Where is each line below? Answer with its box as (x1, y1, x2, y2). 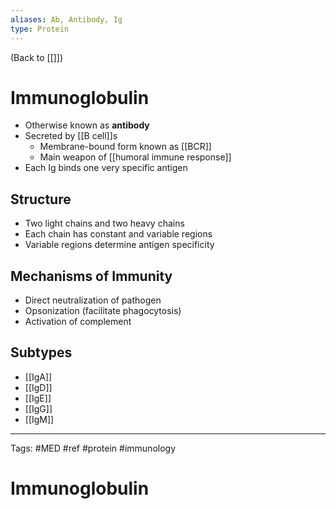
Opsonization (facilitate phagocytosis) (24, 305, 182, 317)
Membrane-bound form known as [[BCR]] (39, 141, 212, 153)
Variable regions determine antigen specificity (24, 239, 215, 251)
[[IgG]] (24, 402, 53, 415)
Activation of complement (24, 316, 132, 328)
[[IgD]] (24, 381, 53, 393)
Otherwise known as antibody (24, 119, 150, 131)
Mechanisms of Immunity (10, 267, 173, 285)
